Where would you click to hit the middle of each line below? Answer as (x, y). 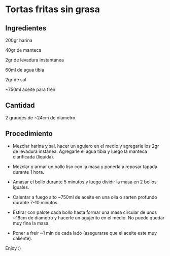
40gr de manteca (23, 50)
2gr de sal (16, 79)
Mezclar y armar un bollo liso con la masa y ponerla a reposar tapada (85, 167)
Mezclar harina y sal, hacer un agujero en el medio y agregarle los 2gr (86, 146)
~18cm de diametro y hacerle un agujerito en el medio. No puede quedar (89, 217)
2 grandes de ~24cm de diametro (40, 117)
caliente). (22, 238)
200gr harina (19, 40)
